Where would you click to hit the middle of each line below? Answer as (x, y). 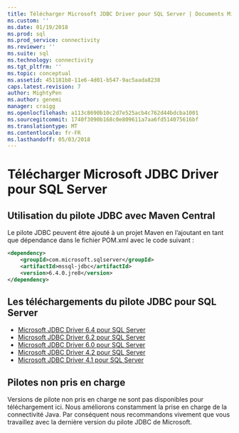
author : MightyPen (34, 93)
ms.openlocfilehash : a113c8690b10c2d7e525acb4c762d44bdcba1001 (103, 113)
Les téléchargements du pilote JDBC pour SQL (112, 302)
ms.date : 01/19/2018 (38, 27)
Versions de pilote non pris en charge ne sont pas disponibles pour (106, 400)
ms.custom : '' (28, 21)
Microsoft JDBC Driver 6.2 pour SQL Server (81, 337)
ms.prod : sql (27, 34)
